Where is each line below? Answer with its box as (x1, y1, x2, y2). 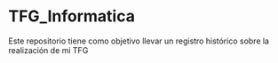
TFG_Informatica (8, 6, 135, 27)
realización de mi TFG (8, 44, 89, 55)
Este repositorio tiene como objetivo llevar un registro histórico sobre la (8, 35, 270, 46)
